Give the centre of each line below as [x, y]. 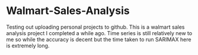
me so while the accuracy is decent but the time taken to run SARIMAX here [99, 39]
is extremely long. [28, 46]
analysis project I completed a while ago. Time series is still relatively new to [99, 33]
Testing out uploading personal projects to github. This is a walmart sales [95, 27]
